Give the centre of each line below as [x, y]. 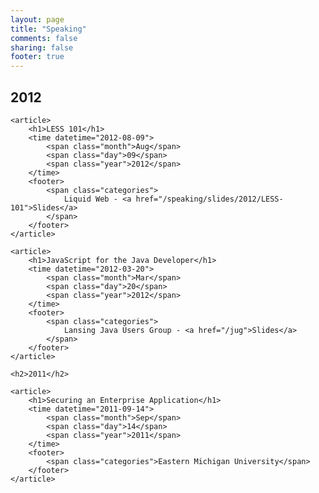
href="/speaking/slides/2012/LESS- [209, 199]
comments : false [44, 38]
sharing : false [42, 47]
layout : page [37, 19]
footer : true [37, 57]
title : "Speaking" [48, 29]
